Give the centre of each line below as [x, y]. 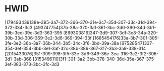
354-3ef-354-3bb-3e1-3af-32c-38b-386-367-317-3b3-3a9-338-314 [75, 48]
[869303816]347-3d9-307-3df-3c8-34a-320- [110, 33]
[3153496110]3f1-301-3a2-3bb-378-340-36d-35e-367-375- [94, 59]
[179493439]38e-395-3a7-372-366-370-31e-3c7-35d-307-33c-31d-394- [81, 22]
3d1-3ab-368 [18, 59]
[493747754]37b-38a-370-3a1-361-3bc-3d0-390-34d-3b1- [95, 27]
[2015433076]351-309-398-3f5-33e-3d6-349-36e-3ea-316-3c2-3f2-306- [82, 53]
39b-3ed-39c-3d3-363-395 [33, 33]
